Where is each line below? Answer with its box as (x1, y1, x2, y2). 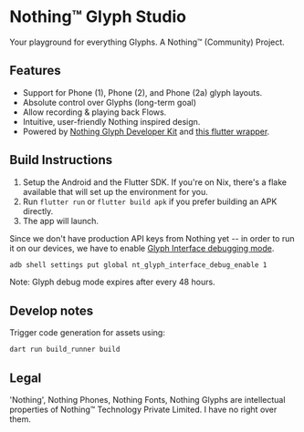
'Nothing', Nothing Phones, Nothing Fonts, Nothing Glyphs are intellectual (9, 394, 286, 405)
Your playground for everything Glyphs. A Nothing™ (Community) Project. (9, 36, 285, 47)
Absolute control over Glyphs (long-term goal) (22, 97, 197, 108)
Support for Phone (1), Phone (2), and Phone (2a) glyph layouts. (22, 87, 263, 98)
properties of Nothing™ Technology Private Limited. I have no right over (9, 404, 278, 415)
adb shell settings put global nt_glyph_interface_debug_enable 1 (9, 260, 267, 270)
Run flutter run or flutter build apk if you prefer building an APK (22, 196, 278, 207)
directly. (22, 205, 54, 216)
